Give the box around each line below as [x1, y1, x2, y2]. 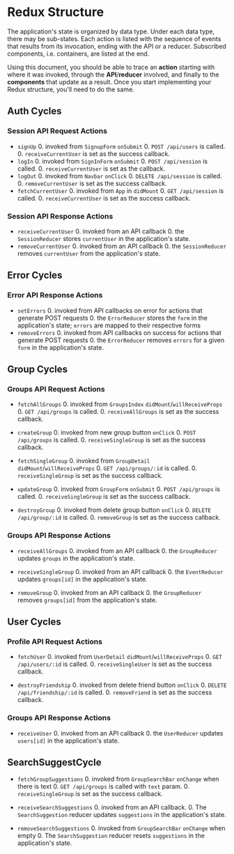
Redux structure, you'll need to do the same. [7, 85, 134, 93]
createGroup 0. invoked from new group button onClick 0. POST [17, 428, 196, 437]
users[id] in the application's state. [17, 736, 120, 745]
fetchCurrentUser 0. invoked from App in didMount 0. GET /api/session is [17, 186, 224, 195]
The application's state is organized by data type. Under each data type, [7, 27, 215, 36]
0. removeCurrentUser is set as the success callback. [17, 179, 167, 187]
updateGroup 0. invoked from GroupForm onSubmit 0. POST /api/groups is [17, 485, 221, 493]
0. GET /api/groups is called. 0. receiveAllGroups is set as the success [17, 407, 219, 416]
